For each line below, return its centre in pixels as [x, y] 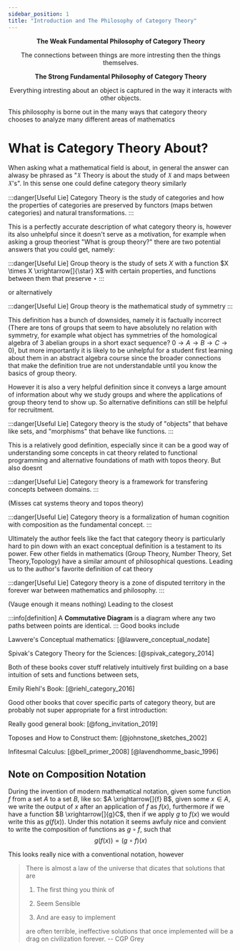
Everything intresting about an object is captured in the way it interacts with [121, 90]
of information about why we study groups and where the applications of [115, 395]
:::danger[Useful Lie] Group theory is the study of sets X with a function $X [119, 263]
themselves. [121, 62]
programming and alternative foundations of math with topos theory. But [114, 460]
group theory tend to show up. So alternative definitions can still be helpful [118, 402]
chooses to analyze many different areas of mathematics [92, 119]
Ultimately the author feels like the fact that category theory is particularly [117, 539]
